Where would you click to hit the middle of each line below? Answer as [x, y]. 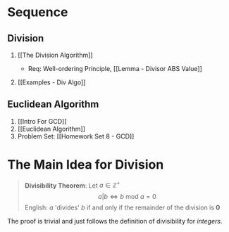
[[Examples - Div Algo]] [51, 82]
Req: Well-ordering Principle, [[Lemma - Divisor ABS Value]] [115, 69]
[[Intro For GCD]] [42, 121]
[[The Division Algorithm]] [55, 55]
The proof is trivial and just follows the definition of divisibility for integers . [115, 221]
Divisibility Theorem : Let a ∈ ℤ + [72, 185]
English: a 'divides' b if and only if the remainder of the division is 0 [122, 207]
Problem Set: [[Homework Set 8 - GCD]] [76, 136]
